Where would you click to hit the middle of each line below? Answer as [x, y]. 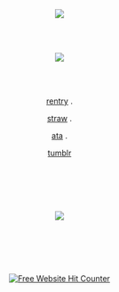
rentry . [59, 101]
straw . [59, 118]
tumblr [59, 153]
